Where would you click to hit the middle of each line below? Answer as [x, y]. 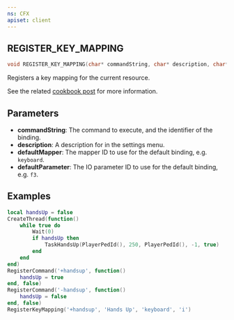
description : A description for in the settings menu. [91, 145]
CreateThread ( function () [43, 219]
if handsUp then [56, 238]
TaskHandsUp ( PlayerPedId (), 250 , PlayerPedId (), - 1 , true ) [132, 245]
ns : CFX [18, 14]
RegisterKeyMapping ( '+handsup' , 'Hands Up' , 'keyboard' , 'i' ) [99, 310]
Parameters [33, 113]
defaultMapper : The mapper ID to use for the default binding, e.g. [112, 152]
